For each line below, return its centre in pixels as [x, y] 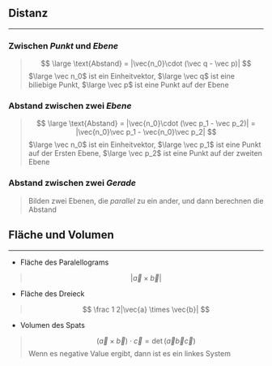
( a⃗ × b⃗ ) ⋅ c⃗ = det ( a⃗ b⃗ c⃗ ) [146, 341]
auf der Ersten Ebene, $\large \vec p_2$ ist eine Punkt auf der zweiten [145, 153]
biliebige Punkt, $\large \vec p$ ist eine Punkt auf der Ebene [128, 85]
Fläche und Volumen [62, 235]
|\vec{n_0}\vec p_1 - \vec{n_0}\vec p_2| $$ [146, 132]
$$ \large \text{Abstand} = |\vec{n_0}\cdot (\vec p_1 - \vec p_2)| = [146, 123]
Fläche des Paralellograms [64, 262]
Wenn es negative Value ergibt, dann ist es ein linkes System [129, 353]
